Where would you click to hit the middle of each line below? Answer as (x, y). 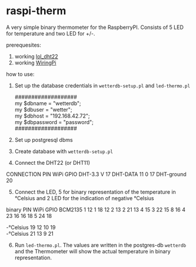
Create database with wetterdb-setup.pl (64, 151)
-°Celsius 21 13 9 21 (30, 233)
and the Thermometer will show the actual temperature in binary (92, 251)
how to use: (20, 74)
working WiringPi (35, 63)
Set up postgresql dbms (44, 139)
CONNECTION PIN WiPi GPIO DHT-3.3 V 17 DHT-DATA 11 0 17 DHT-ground (96, 174)
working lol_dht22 (36, 56)
